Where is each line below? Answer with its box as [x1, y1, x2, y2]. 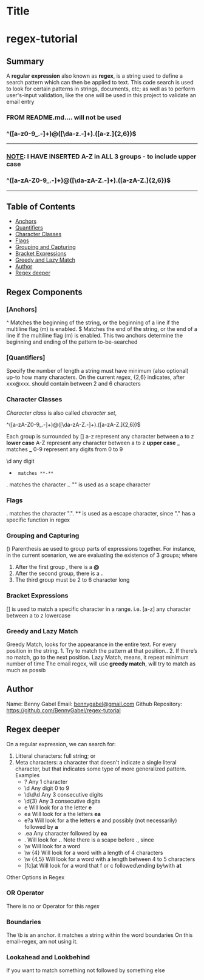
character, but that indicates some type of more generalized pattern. [15, 765, 186, 772]
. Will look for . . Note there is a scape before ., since [24, 836, 154, 843]
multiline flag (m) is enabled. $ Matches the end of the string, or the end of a [6, 325, 197, 333]
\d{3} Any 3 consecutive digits [24, 797, 101, 805]
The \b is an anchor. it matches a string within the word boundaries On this [6, 931, 193, 939]
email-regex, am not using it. [6, 938, 78, 945]
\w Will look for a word [24, 842, 81, 849]
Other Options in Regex [6, 873, 65, 881]
